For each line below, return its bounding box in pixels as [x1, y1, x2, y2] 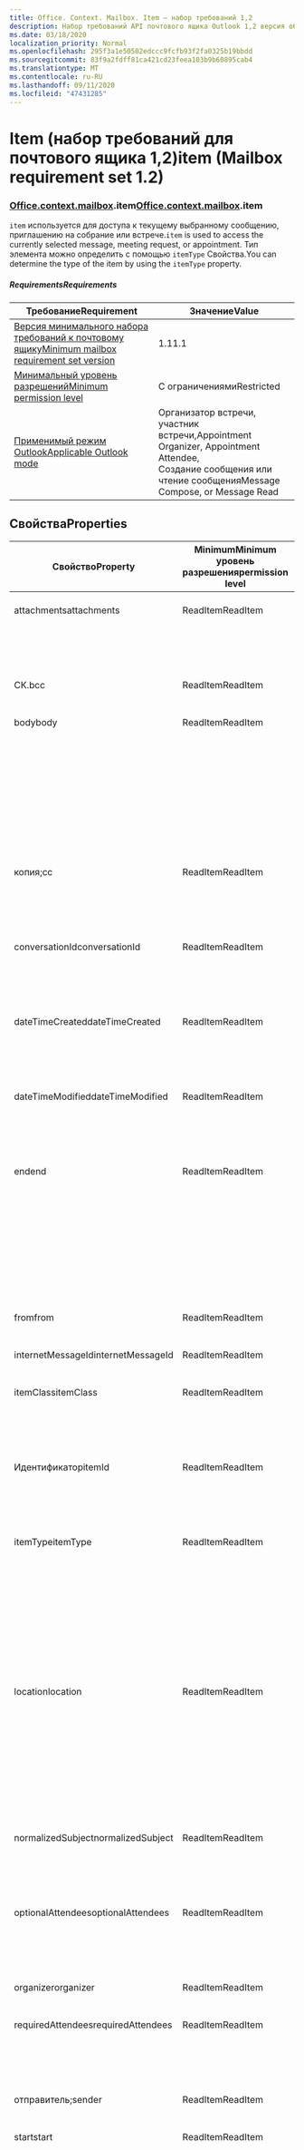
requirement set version [14, 354, 116, 366]
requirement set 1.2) [9, 167, 165, 187]
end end [14, 1164, 47, 1177]
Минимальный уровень [14, 368, 118, 381]
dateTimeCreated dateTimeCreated [14, 1015, 161, 1027]
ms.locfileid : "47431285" [9, 89, 107, 98]
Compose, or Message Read [157, 485, 279, 498]
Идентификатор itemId [14, 1461, 110, 1474]
